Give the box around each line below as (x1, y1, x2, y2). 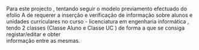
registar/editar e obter (6, 31, 61, 38)
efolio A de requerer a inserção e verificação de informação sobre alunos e (6, 11, 193, 19)
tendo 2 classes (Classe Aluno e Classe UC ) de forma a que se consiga (6, 24, 185, 31)
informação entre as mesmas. (6, 37, 80, 44)
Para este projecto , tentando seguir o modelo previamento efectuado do (6, 5, 188, 12)
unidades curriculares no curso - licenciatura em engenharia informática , (6, 18, 189, 25)
